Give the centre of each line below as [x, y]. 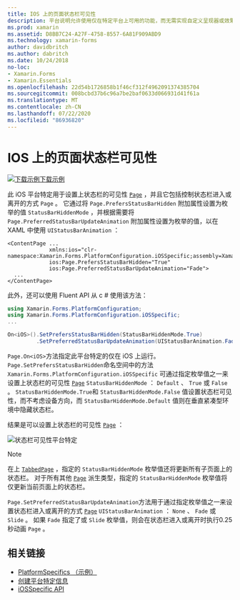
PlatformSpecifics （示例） [57, 571]
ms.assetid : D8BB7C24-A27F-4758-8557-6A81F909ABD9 [84, 34]
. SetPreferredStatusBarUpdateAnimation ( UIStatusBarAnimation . [130, 341]
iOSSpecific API [41, 589]
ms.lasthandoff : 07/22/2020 [49, 114]
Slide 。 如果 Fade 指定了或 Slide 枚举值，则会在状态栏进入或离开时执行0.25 [120, 519]
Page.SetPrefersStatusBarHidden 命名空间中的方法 [80, 364]
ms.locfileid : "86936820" [46, 120]
